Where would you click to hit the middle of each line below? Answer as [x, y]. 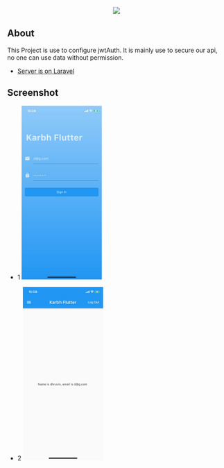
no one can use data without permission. [65, 57]
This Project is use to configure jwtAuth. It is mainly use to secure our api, [112, 50]
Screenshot [33, 93]
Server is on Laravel [46, 71]
